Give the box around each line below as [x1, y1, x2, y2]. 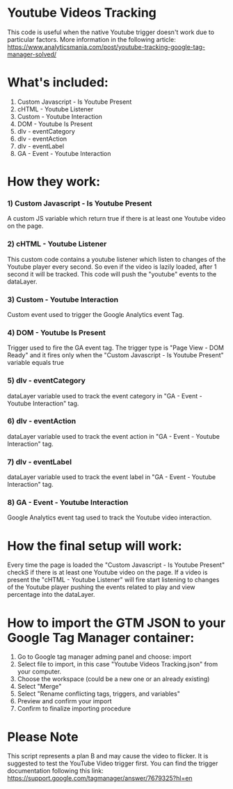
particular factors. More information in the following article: [7, 35, 176, 43]
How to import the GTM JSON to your [7, 615, 226, 631]
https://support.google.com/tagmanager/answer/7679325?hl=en [7, 774, 193, 783]
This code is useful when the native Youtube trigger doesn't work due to [7, 28, 214, 36]
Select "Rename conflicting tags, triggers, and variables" [17, 689, 181, 698]
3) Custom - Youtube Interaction [7, 295, 119, 304]
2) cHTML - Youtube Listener [7, 239, 107, 249]
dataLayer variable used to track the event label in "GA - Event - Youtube [7, 473, 216, 481]
